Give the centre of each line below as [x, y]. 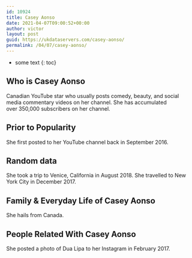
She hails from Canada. [35, 215]
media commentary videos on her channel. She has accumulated [86, 102]
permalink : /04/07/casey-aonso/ [46, 46]
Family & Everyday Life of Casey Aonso [81, 201]
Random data [31, 161]
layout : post [22, 34]
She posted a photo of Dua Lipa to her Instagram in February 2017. [88, 248]
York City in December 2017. [41, 182]
